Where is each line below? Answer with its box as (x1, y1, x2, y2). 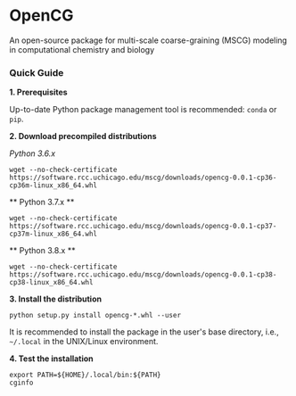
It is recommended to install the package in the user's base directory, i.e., (9, 326, 279, 337)
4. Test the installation (9, 353, 94, 364)
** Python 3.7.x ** (9, 197, 75, 208)
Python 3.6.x (9, 148, 56, 159)
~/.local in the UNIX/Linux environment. (9, 336, 159, 347)
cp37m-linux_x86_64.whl (9, 229, 98, 239)
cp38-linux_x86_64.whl (9, 278, 94, 287)
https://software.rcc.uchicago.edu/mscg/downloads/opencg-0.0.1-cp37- (9, 222, 277, 231)
